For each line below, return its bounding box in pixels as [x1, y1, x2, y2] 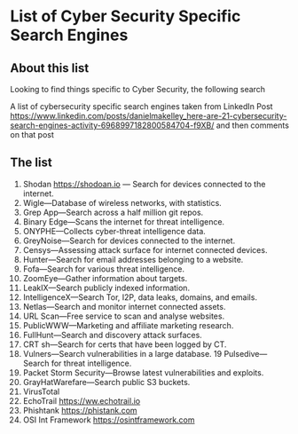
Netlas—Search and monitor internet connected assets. [22, 301, 226, 312]
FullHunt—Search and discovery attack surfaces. [22, 329, 202, 340]
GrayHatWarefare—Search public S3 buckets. [22, 376, 191, 387]
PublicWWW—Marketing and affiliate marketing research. [22, 320, 234, 330]
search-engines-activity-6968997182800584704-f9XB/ [10, 120, 215, 130]
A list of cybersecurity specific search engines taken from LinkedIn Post [10, 101, 273, 112]
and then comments [216, 120, 289, 130]
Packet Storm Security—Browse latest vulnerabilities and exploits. [22, 367, 264, 378]
